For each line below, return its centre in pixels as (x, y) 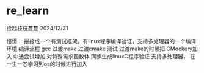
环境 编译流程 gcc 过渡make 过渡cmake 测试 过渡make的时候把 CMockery (100, 49)
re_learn (28, 11)
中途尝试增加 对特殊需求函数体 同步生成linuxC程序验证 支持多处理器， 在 (104, 56)
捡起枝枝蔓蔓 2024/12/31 (37, 28)
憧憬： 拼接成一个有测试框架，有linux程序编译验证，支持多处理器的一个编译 (101, 41)
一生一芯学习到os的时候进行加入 (47, 64)
